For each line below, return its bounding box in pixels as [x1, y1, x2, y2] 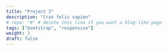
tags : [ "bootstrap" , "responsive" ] [6, 25, 94, 31]
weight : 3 [6, 30, 31, 36]
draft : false [6, 36, 38, 42]
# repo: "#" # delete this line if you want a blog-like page [6, 19, 162, 25]
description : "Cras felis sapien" [6, 14, 91, 20]
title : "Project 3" [6, 8, 54, 15]
